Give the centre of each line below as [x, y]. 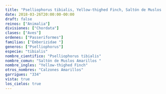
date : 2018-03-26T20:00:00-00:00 [40, 14]
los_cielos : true [23, 84]
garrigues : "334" [23, 75]
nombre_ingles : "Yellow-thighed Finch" [47, 65]
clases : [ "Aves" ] [23, 33]
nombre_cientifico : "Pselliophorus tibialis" [53, 56]
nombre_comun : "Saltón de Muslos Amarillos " [53, 61]
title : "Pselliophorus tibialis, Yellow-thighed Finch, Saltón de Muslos [83, 10]
